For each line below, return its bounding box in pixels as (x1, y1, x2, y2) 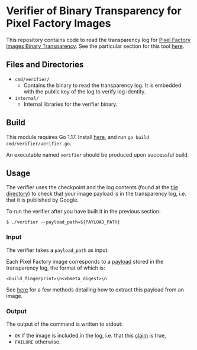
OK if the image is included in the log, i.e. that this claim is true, (14, 332, 167, 339)
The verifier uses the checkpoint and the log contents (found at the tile (6, 184, 179, 191)
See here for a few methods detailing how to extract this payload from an (6, 286, 185, 293)
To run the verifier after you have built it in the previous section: (6, 208, 161, 215)
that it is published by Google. (6, 196, 79, 203)
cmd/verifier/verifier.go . (6, 140, 72, 147)
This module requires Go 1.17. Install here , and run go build (6, 133, 150, 140)
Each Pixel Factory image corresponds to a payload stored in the (6, 258, 164, 265)
